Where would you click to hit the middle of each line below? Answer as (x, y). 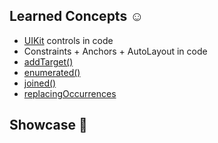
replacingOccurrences (70, 93)
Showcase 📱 (48, 125)
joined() (40, 83)
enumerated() (52, 72)
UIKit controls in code (68, 40)
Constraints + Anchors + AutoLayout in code (115, 51)
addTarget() (48, 61)
